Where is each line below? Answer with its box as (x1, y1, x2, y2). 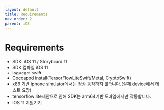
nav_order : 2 (5, 16, 32, 21)
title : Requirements (5, 12, 48, 17)
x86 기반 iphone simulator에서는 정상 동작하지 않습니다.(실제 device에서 (12, 81, 154, 87)
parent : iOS (5, 21, 30, 26)
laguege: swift (12, 70, 42, 76)
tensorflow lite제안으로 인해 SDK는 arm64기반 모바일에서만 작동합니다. (12, 93, 151, 99)
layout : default (5, 7, 39, 12)
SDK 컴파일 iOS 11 (12, 65, 48, 71)
